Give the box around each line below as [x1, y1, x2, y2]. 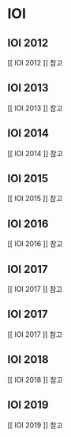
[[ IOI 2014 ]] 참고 [7, 148, 64, 158]
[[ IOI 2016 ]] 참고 [7, 239, 63, 248]
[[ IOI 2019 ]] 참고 [7, 420, 63, 430]
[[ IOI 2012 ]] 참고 [7, 58, 63, 67]
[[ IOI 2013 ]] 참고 [7, 103, 63, 113]
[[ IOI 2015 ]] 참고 [7, 194, 63, 204]
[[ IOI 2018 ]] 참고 [7, 375, 63, 384]
